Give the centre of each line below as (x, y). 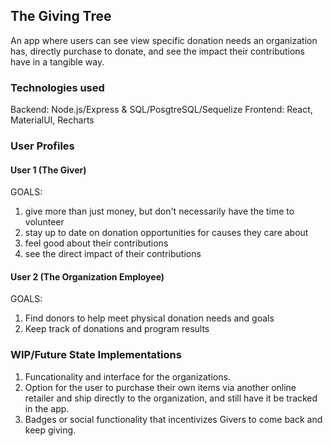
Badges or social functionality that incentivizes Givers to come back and (173, 419)
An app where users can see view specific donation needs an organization (164, 40)
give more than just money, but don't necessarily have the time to (159, 211)
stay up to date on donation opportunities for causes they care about (166, 233)
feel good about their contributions (96, 243)
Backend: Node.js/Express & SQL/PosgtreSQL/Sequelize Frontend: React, (161, 110)
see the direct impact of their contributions (113, 254)
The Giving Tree (61, 16)
